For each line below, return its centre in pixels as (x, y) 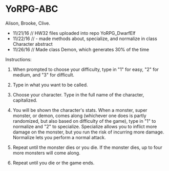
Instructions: (18, 59)
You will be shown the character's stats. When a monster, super (80, 110)
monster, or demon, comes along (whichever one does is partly (80, 116)
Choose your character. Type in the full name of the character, (78, 94)
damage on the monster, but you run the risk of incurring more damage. (88, 132)
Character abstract (33, 44)
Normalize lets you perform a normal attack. (59, 137)
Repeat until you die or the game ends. (54, 163)
